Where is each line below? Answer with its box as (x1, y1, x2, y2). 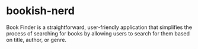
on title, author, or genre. (6, 36, 67, 43)
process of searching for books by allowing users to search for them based (6, 30, 190, 37)
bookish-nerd (6, 4, 75, 18)
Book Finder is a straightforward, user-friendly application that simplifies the (6, 24, 193, 31)
